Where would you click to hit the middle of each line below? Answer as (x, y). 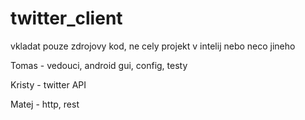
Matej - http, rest (45, 104)
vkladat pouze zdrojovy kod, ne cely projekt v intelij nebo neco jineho (153, 46)
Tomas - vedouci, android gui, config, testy (99, 65)
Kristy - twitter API (48, 84)
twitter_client (66, 18)
